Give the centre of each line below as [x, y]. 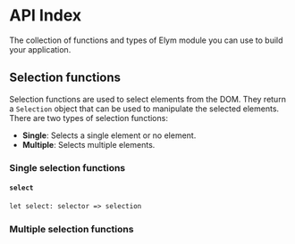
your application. [40, 49]
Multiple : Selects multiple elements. [88, 144]
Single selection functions [67, 167]
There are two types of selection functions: [88, 118]
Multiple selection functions [72, 229]
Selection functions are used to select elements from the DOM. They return [147, 99]
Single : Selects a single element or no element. [109, 135]
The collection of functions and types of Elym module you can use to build [146, 40]
